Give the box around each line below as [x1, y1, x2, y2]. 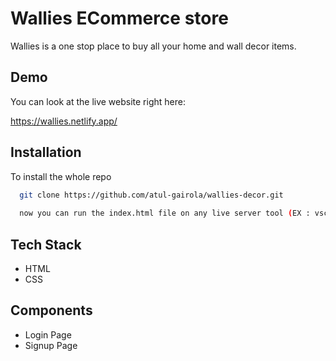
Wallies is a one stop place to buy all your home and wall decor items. [10, 40, 297, 52]
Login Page [24, 328, 72, 341]
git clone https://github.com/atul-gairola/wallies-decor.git [19, 190, 284, 200]
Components [10, 302, 93, 319]
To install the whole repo [10, 170, 112, 182]
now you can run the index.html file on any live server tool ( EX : [19, 208, 311, 219]
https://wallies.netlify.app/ [10, 115, 118, 127]
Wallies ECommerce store [10, 7, 229, 30]
